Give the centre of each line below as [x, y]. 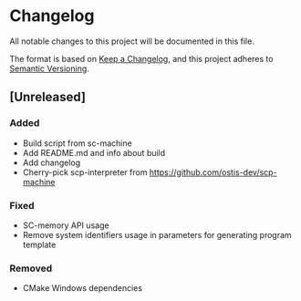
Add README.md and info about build [94, 152]
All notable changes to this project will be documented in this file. [132, 41]
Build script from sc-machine [77, 143]
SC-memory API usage [66, 225]
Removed [31, 268]
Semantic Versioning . [49, 68]
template [39, 244]
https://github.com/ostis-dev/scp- [213, 172]
